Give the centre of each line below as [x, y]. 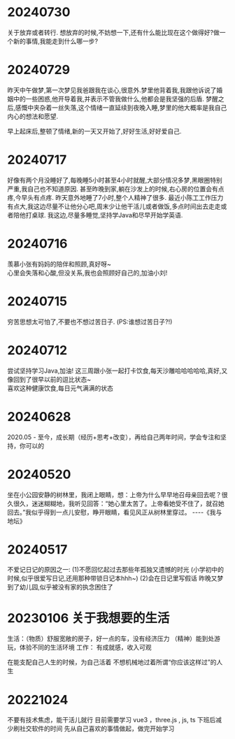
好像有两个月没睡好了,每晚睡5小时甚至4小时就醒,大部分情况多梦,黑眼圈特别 [115, 180]
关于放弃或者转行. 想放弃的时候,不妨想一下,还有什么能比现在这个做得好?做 [114, 32]
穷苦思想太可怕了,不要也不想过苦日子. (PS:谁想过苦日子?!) [90, 322]
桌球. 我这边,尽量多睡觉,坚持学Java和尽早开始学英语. [107, 215]
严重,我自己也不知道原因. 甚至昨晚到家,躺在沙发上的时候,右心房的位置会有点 [116, 189]
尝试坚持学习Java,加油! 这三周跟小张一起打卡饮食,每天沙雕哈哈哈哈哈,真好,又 [117, 371]
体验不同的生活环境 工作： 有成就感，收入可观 [85, 647]
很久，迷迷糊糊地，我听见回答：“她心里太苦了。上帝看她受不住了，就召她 [119, 503]
